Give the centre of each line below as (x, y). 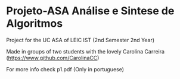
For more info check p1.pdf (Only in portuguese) (65, 69)
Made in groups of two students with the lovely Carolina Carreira (86, 51)
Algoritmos (35, 23)
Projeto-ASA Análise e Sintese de (90, 11)
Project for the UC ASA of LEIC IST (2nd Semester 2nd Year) (80, 40)
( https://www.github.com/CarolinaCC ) (53, 58)
